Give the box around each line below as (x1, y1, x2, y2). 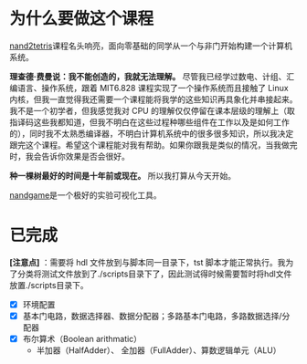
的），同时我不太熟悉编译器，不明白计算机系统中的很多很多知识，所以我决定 (9, 128, 294, 139)
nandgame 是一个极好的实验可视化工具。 (9, 189, 162, 201)
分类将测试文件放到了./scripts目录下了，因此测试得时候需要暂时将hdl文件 (16, 268, 292, 279)
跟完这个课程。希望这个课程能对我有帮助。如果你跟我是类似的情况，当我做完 (9, 139, 298, 151)
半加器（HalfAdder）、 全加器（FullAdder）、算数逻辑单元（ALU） (36, 345, 281, 356)
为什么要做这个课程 (9, 8, 154, 29)
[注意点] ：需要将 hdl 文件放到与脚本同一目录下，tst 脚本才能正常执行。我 (9, 256, 286, 267)
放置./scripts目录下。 (9, 279, 89, 290)
